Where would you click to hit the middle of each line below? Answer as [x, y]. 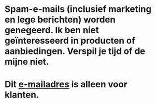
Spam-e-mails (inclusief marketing [78, 9]
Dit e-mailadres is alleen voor [66, 84]
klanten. [22, 95]
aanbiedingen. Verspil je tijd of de [75, 51]
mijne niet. [27, 62]
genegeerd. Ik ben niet [52, 30]
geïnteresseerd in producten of [70, 41]
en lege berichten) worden [60, 20]
